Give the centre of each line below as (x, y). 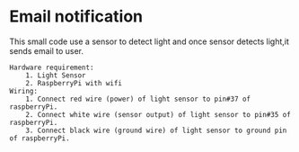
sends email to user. (46, 50)
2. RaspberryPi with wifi (74, 83)
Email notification (76, 17)
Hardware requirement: (52, 67)
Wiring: (24, 91)
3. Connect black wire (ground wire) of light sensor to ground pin (156, 130)
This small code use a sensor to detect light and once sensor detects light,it (149, 41)
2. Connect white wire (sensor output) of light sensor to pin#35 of (158, 114)
